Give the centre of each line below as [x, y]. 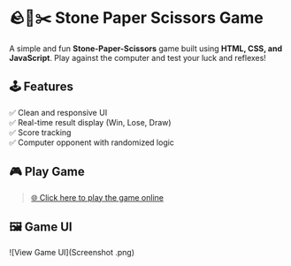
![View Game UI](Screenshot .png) [72, 253]
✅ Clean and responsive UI [58, 112]
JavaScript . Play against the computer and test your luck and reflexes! [138, 57]
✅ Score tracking [40, 132]
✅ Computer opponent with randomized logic [92, 142]
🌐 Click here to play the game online [97, 197]
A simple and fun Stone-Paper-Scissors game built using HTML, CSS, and [146, 48]
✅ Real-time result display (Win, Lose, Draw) [90, 122]
